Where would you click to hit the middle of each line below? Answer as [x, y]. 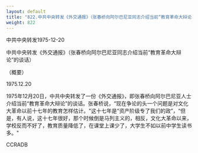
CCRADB [17, 145]
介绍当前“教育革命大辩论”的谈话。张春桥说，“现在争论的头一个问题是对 [92, 104]
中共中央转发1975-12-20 [35, 40]
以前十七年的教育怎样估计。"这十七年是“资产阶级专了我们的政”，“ [101, 111]
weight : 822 [21, 22]
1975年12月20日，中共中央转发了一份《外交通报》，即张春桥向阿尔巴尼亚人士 [99, 96]
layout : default [26, 11]
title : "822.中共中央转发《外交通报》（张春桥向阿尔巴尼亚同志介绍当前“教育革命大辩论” [100, 17]
